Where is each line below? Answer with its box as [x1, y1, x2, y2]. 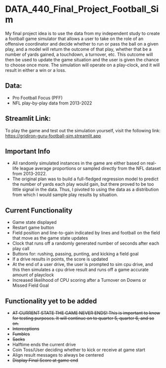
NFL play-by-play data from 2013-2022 [12, 100, 92, 106]
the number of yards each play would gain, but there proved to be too [12, 181, 154, 187]
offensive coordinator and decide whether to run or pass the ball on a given [5, 41, 159, 47]
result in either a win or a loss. [5, 67, 67, 73]
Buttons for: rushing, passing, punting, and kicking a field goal [12, 251, 139, 257]
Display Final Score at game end [12, 358, 78, 363]
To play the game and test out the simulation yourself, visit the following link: [5, 127, 161, 133]
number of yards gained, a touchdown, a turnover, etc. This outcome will [5, 51, 153, 57]
